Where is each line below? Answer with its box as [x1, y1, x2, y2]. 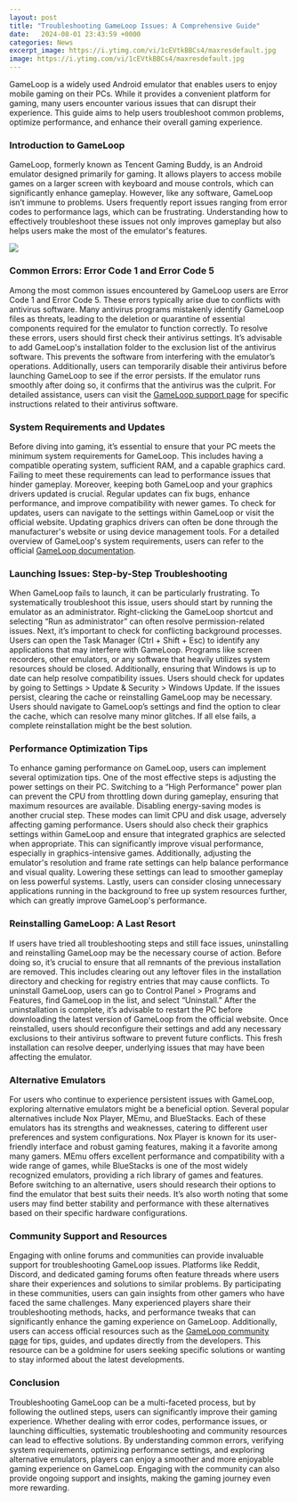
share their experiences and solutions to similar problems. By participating [9, 1278, 282, 1289]
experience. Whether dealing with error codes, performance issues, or [9, 1416, 268, 1426]
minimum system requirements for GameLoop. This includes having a [9, 450, 264, 461]
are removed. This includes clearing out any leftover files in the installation [9, 966, 282, 977]
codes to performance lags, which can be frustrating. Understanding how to [9, 207, 288, 218]
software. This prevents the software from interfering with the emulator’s [9, 351, 276, 362]
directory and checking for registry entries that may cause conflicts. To [9, 975, 270, 986]
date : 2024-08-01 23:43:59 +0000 [9, 29, 141, 38]
